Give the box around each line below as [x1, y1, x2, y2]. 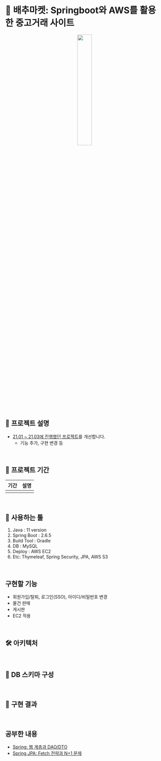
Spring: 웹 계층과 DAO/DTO [12, 744, 68, 750]
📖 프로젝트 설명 [5, 419, 49, 428]
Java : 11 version [12, 527, 47, 533]
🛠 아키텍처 [5, 639, 38, 647]
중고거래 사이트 [15, 17, 74, 29]
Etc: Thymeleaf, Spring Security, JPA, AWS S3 [12, 554, 108, 560]
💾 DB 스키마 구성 [5, 671, 54, 679]
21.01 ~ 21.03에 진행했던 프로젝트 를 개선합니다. [12, 433, 106, 440]
